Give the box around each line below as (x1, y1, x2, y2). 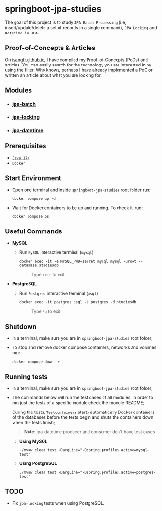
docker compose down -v (12, 359, 60, 364)
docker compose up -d (12, 196, 56, 201)
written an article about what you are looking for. (5, 72, 102, 78)
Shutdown (5, 322, 37, 330)
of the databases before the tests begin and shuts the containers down (12, 414, 154, 420)
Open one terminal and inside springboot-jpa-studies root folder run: (12, 187, 151, 193)
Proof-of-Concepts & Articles (5, 44, 96, 52)
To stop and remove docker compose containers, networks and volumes (12, 345, 157, 350)
